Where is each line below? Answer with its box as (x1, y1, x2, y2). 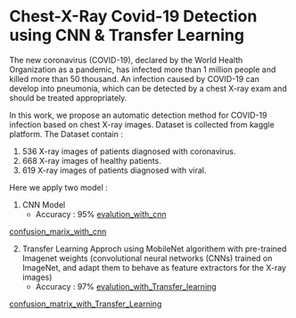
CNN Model (21, 199, 66, 210)
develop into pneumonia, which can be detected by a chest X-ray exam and (9, 83, 287, 94)
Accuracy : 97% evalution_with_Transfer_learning (35, 281, 217, 291)
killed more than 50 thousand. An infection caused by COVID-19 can (9, 73, 260, 84)
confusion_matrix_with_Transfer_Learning (9, 298, 162, 309)
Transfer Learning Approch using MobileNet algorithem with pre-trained (21, 243, 287, 254)
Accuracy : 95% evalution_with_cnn (35, 208, 167, 219)
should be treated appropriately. (9, 92, 127, 103)
